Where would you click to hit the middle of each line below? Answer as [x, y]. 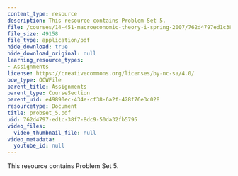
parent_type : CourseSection [49, 93]
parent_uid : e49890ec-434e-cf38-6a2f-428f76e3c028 [84, 100]
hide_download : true [38, 47]
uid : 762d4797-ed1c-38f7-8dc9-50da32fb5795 [73, 119]
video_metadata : [31, 139]
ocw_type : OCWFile [34, 80]
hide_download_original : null [52, 54]
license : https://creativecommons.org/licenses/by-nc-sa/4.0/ [101, 73]
